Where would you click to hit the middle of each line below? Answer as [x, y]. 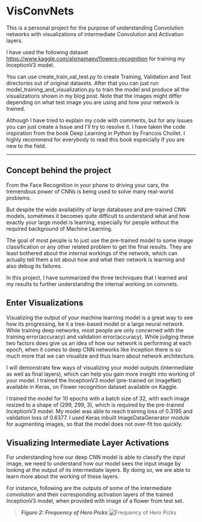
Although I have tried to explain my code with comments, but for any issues [99, 120]
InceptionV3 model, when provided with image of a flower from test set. [95, 501]
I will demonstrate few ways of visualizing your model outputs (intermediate [100, 367]
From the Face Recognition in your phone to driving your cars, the [88, 185]
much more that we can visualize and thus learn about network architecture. [101, 356]
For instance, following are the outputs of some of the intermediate [89, 488]
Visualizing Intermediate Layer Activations [88, 443]
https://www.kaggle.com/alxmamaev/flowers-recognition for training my [96, 58]
